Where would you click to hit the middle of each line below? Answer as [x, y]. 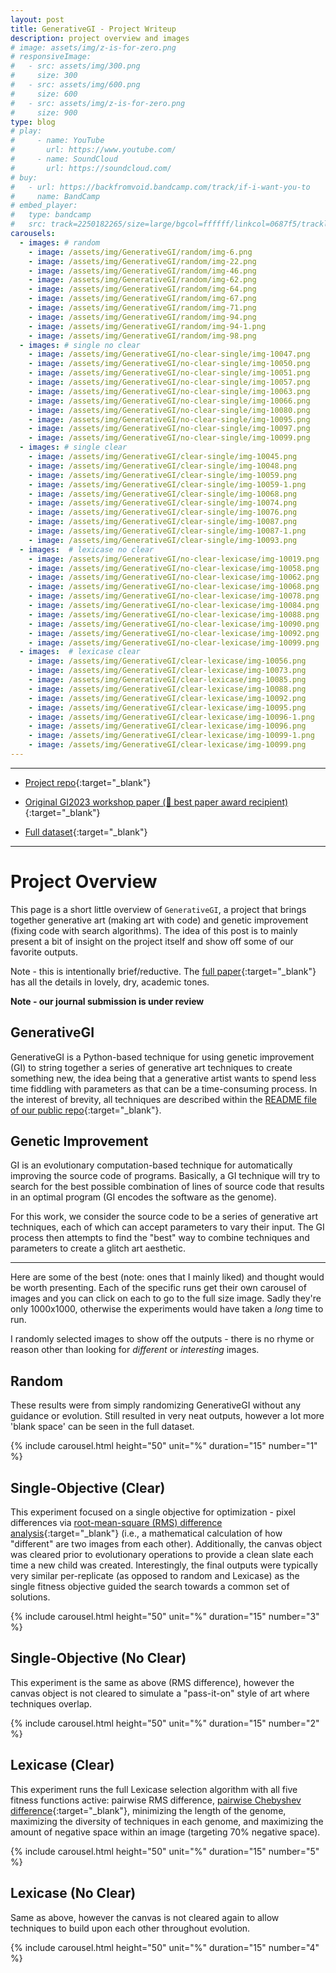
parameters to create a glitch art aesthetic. [98, 1248]
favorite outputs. [44, 952]
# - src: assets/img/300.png [75, 66]
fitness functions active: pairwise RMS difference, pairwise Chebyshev [156, 1800]
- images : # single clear [73, 447]
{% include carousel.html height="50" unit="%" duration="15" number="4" [165, 1947]
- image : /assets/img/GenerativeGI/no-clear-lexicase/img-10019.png [174, 559]
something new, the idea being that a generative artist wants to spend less [163, 1078]
